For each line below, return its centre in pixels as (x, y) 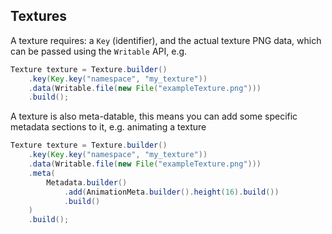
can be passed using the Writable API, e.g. (99, 51)
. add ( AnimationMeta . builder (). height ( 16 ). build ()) (171, 192)
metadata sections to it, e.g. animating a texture (108, 127)
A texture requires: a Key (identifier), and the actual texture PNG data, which (166, 40)
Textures (39, 16)
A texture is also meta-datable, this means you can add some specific (154, 116)
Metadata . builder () (87, 182)
